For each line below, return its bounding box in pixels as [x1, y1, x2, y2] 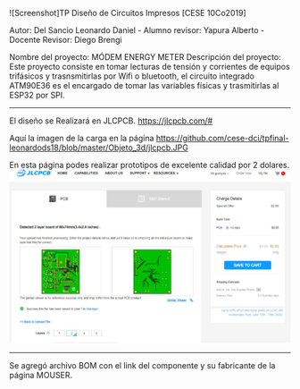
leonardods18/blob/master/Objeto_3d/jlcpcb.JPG [9, 142, 189, 153]
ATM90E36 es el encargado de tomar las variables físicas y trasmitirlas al [9, 80, 279, 90]
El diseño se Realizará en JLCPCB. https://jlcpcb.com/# [9, 115, 213, 126]
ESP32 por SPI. [9, 89, 65, 100]
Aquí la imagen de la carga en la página [9, 133, 154, 143]
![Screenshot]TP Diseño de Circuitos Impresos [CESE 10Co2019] [9, 8, 247, 18]
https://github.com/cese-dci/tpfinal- [155, 133, 289, 143]
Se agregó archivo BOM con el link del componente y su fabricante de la [9, 360, 276, 371]
